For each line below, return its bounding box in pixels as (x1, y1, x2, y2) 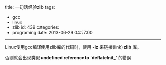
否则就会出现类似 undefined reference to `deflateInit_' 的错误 (5, 55, 131, 60)
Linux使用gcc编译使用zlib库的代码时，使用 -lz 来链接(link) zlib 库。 (5, 44, 142, 50)
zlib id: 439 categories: (12, 24, 60, 30)
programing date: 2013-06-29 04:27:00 (12, 30, 93, 35)
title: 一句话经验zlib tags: (5, 4, 55, 10)
